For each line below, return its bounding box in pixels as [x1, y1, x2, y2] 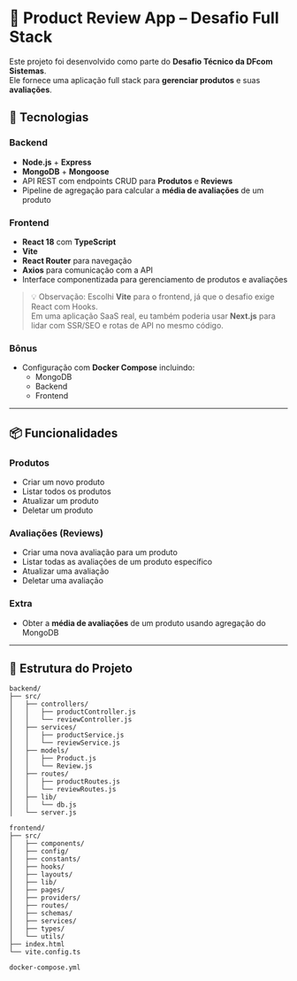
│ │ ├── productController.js [9, 707, 137, 716]
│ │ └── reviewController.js [9, 715, 133, 724]
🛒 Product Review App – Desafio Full [9, 8, 279, 28]
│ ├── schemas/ [9, 909, 73, 918]
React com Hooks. [30, 301, 99, 312]
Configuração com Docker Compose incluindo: [21, 362, 195, 373]
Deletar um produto [21, 505, 94, 515]
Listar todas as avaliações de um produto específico [21, 557, 213, 568]
